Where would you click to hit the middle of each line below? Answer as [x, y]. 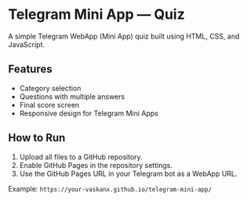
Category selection [50, 88]
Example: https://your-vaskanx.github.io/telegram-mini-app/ [110, 188]
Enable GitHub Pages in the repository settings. [96, 165]
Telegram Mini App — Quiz [97, 15]
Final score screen [49, 104]
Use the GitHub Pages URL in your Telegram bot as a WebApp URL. [128, 174]
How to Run [37, 138]
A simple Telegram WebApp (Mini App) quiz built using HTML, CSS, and [124, 36]
